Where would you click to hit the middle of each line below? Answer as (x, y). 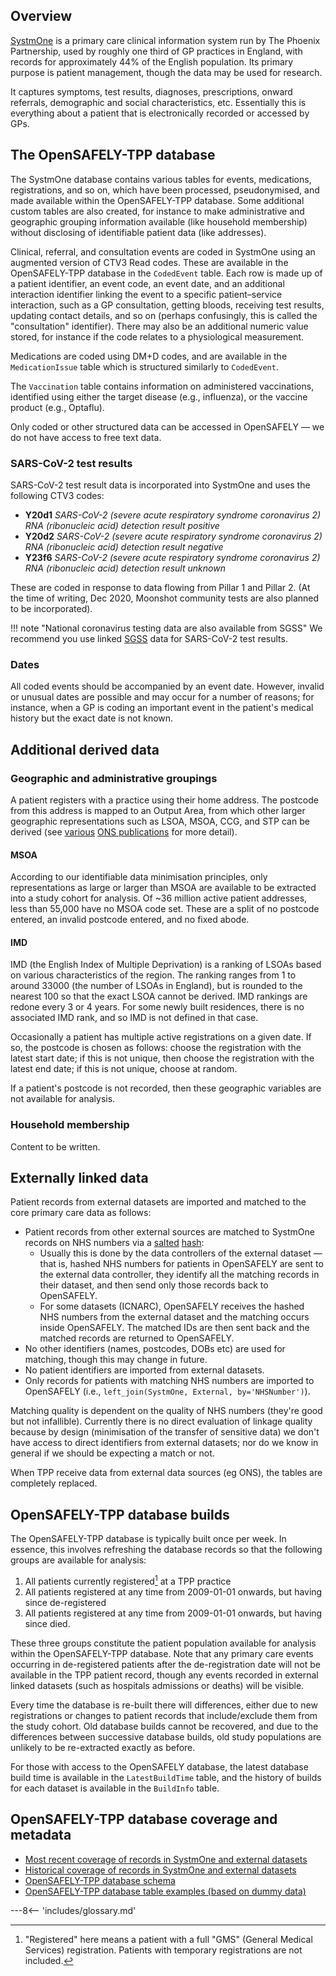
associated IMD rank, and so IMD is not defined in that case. (134, 1018)
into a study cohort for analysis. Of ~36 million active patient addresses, (159, 898)
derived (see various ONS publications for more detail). (124, 831)
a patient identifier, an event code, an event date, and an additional (147, 283)
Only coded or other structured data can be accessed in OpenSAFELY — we (167, 426)
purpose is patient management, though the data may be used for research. (166, 72)
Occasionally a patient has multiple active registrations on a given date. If (161, 1037)
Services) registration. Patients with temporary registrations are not (163, 1950)
